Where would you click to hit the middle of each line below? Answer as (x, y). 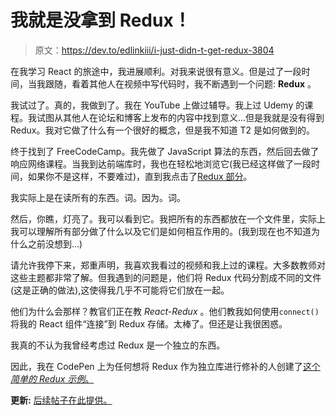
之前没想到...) (55, 243)
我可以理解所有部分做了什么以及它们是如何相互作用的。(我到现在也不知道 (161, 231)
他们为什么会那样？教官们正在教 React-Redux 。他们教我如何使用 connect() (165, 311)
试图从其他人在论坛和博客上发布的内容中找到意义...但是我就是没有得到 (180, 117)
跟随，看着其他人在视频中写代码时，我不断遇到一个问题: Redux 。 (180, 83)
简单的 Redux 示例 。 (52, 378)
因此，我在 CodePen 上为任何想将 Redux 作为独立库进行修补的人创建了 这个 (165, 366)
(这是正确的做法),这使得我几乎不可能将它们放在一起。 (120, 290)
